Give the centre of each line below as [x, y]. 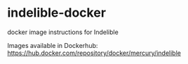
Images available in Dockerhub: [53, 45]
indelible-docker [57, 13]
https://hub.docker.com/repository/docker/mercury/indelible [94, 53]
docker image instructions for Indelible [63, 32]
